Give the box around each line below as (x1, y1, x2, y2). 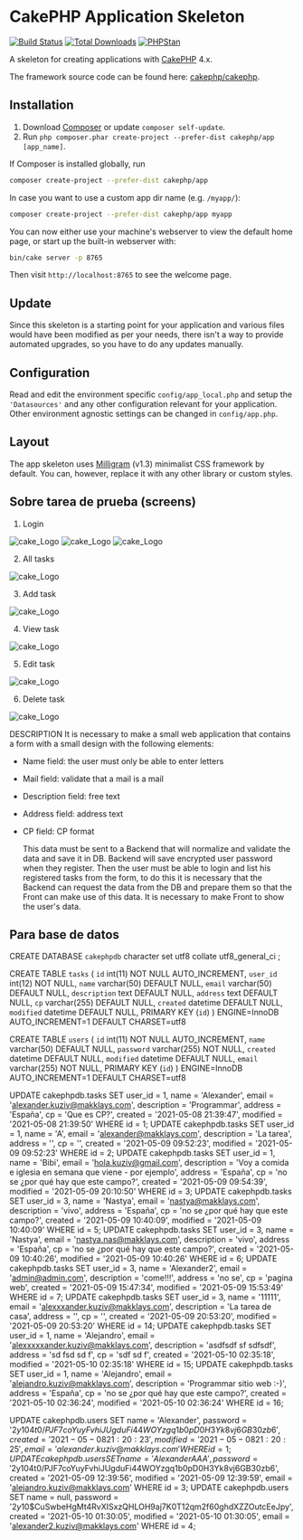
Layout (9, 434, 50, 449)
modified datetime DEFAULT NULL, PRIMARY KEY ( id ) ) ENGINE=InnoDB (9, 1006, 279, 1018)
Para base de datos (9, 927, 120, 942)
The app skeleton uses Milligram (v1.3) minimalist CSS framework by (9, 458, 265, 469)
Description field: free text (22, 790, 120, 801)
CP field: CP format (22, 826, 95, 836)
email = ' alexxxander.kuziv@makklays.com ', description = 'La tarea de (9, 1301, 272, 1312)
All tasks (22, 553, 55, 564)
